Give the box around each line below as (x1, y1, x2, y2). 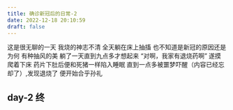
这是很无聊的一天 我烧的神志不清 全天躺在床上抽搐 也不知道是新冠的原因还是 (7, 43, 227, 52)
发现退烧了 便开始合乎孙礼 (27, 69, 103, 77)
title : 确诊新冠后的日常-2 (7, 10, 77, 17)
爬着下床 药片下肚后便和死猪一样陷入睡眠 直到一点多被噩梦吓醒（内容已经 (7, 61, 218, 69)
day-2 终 (7, 91, 45, 103)
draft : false (7, 23, 45, 30)
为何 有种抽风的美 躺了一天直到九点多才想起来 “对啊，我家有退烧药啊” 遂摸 (7, 52, 222, 60)
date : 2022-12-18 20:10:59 (7, 17, 86, 24)
